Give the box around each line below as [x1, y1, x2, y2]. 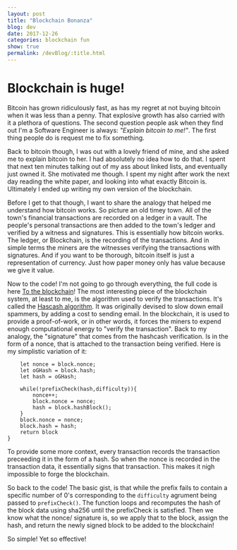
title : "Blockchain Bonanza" [7, 17, 93, 24]
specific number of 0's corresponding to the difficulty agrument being [7, 491, 217, 499]
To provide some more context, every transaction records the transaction [7, 447, 220, 455]
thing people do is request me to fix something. [7, 133, 145, 142]
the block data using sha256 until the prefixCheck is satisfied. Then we [7, 506, 214, 514]
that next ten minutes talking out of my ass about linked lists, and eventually [7, 162, 228, 170]
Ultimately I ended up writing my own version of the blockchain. [7, 184, 193, 193]
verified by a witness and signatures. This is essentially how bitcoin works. [7, 228, 224, 237]
